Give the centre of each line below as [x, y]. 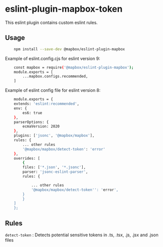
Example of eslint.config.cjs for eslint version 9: [53, 58]
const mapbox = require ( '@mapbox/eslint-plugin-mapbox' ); [74, 67]
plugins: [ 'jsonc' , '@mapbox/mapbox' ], [54, 136]
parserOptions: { [31, 122]
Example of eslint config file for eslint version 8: [53, 90]
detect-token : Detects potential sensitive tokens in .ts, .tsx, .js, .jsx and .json [82, 235]
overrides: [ [27, 158]
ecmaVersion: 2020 [41, 126]
